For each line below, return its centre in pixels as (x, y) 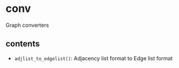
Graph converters (27, 25)
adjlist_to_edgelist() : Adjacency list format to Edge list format (93, 58)
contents (23, 44)
